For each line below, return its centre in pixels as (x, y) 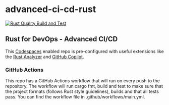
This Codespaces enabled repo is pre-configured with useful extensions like (84, 51)
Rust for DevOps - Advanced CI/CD (62, 39)
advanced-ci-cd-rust (51, 9)
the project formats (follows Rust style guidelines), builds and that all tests (82, 91)
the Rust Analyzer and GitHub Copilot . (45, 57)
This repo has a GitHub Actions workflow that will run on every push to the (82, 81)
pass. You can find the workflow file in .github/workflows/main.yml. (75, 97)
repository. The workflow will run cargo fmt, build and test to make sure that (84, 86)
